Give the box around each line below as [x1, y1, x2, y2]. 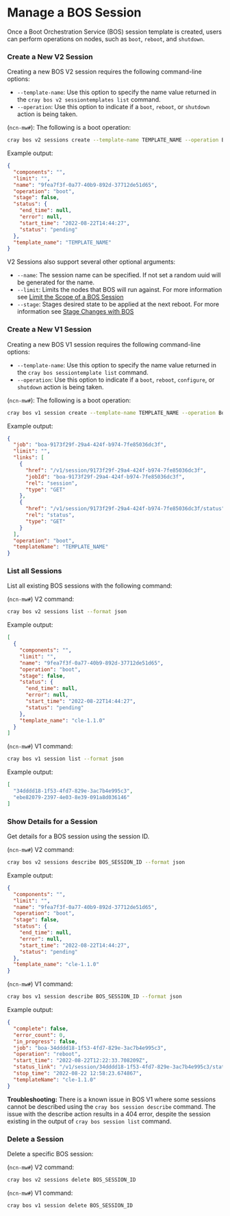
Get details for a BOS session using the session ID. [7, 832, 150, 840]
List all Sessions [7, 566, 62, 576]
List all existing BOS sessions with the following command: [7, 582, 172, 590]
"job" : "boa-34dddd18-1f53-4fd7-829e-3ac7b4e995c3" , [13, 1044, 167, 1051]
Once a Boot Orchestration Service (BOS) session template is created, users [7, 27, 222, 36]
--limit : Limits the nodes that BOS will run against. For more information [16, 286, 222, 294]
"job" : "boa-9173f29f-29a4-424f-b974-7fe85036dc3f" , [13, 441, 167, 448]
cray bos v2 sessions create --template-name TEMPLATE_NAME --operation [7, 137, 219, 144]
